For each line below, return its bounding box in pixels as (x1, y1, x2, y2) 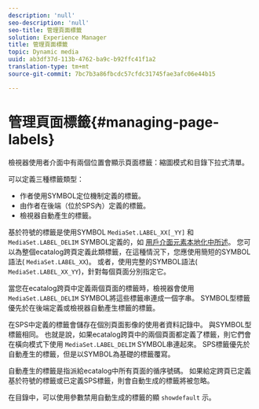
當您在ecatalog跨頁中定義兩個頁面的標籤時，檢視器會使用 (8, 283, 195, 293)
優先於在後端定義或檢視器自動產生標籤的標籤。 (8, 303, 159, 312)
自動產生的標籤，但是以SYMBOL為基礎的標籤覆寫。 (8, 349, 175, 359)
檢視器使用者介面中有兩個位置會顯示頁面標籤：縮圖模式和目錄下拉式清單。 (8, 157, 249, 167)
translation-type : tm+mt (8, 63, 89, 71)
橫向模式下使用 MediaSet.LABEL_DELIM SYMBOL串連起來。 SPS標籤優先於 (14, 339, 250, 348)
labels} (8, 131, 55, 148)
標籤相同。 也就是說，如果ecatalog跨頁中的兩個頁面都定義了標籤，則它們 (8, 330, 245, 339)
